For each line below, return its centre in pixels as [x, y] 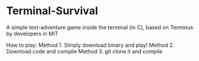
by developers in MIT [32, 33]
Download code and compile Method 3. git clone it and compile [85, 51]
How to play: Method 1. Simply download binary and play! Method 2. [91, 45]
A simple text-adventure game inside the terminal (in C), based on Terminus [100, 27]
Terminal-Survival [52, 11]
